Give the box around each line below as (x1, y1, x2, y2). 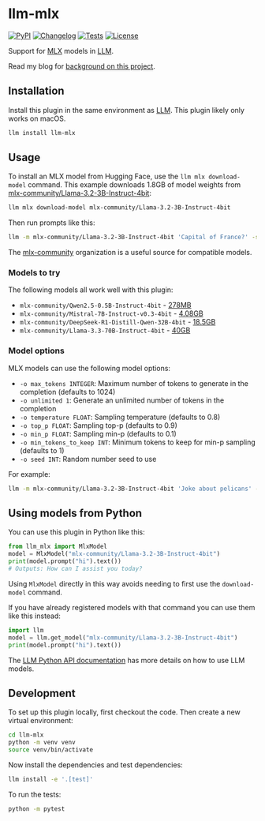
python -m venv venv (8, 739, 77, 747)
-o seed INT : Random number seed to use (19, 454, 157, 463)
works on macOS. (8, 114, 66, 123)
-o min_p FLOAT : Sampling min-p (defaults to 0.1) (19, 429, 177, 438)
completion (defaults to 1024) (19, 387, 116, 396)
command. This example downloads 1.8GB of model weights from (27, 180, 241, 189)
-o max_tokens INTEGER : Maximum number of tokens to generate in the (19, 378, 248, 388)
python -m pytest (8, 804, 65, 813)
